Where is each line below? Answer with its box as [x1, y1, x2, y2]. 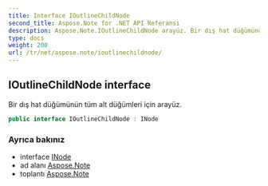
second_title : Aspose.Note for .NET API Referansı [8, 19, 180, 27]
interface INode [19, 152, 72, 161]
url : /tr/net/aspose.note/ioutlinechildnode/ [8, 49, 162, 57]
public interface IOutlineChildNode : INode [8, 115, 159, 123]
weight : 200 [8, 42, 48, 49]
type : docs [8, 34, 45, 42]
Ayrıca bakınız [8, 133, 65, 144]
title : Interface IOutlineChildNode [8, 11, 130, 20]
